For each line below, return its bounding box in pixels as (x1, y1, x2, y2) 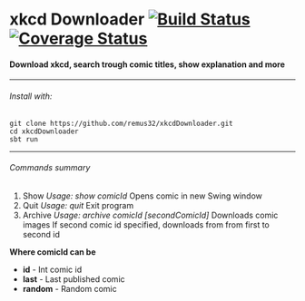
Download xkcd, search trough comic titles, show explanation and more (9, 59, 286, 70)
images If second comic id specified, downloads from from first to (22, 218, 271, 230)
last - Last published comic (22, 273, 125, 285)
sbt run (9, 134, 39, 144)
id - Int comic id (22, 264, 83, 275)
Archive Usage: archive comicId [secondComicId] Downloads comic (22, 209, 279, 220)
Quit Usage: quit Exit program (22, 199, 134, 210)
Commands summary (9, 162, 91, 173)
